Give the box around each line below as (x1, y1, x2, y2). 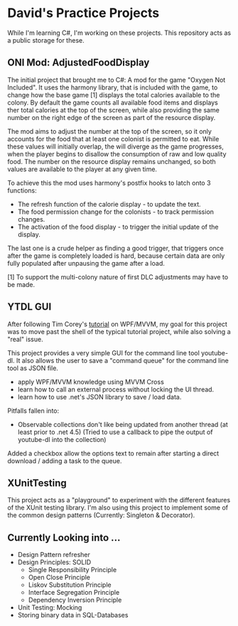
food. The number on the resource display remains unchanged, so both (7, 157, 217, 166)
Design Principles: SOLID (17, 558, 91, 566)
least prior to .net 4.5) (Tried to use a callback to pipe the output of (17, 428, 213, 436)
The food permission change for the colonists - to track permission (17, 207, 215, 216)
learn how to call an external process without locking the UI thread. (17, 385, 215, 394)
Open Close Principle (28, 573, 91, 582)
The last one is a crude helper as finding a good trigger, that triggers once (7, 244, 224, 252)
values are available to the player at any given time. (7, 165, 158, 173)
